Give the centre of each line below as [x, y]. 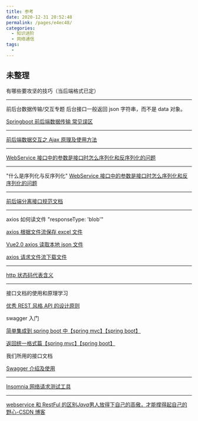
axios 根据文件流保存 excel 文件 [44, 231]
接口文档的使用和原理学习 [37, 293]
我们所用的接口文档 [29, 355]
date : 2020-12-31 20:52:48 [39, 17]
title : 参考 [20, 12]
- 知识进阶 [23, 34]
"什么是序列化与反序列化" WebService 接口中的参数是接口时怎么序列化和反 [97, 175]
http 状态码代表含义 [30, 275]
